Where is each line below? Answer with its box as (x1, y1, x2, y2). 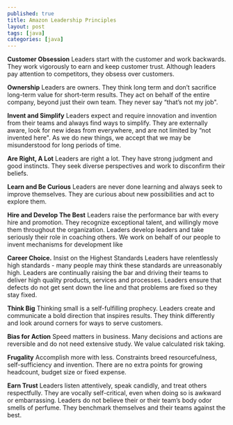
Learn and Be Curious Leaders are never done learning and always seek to (7, 183, 223, 191)
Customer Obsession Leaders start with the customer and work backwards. (7, 55, 227, 63)
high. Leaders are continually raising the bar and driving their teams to (7, 269, 209, 277)
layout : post (7, 23, 45, 30)
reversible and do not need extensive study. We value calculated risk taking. (7, 340, 225, 348)
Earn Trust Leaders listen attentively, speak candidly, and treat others (7, 381, 207, 390)
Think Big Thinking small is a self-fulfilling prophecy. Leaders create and (7, 304, 216, 312)
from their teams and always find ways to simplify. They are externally (7, 119, 208, 127)
